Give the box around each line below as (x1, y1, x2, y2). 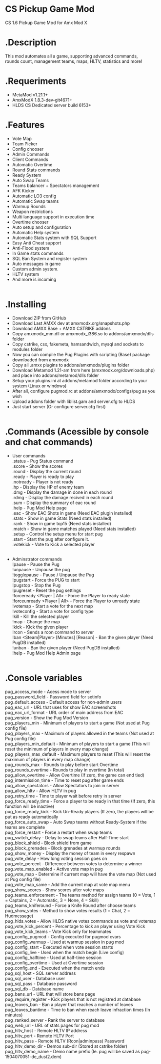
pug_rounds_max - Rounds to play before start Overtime (5, 762, 119, 768)
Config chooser (12, 146, 44, 152)
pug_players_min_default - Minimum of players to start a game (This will (5, 741, 150, 746)
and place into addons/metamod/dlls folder (12, 372, 99, 378)
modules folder (12, 346, 43, 352)
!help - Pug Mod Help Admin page (12, 650, 81, 656)
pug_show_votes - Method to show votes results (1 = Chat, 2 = (5, 907, 130, 913)
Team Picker (12, 141, 38, 147)
